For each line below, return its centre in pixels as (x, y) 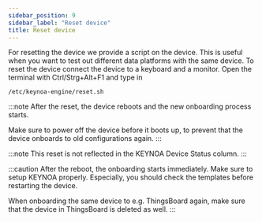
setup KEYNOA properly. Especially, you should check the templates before (131, 177)
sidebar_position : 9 (42, 15)
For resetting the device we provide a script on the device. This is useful (125, 53)
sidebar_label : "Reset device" (60, 23)
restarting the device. (43, 186)
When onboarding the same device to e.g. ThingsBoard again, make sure (127, 201)
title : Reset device (42, 30)
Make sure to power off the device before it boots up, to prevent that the (125, 130)
